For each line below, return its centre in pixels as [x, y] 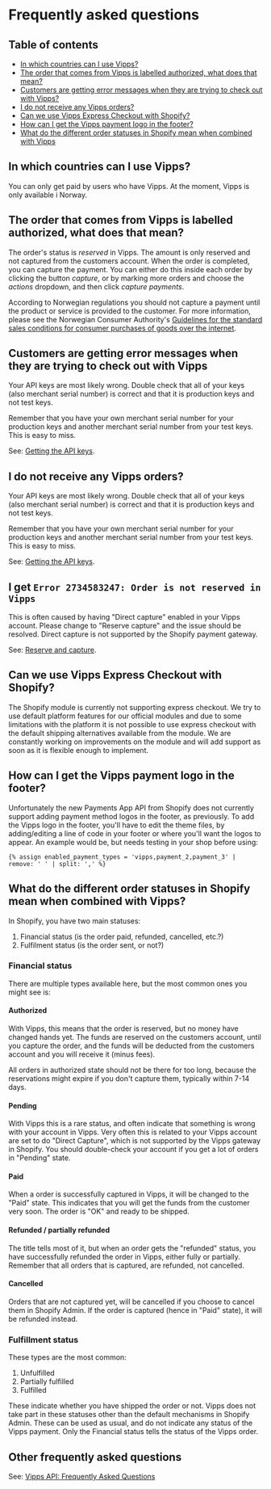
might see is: [29, 992]
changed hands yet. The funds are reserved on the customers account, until [135, 1037]
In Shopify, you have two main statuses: [75, 921]
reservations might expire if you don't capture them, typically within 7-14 [129, 1079]
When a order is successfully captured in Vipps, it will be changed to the [129, 1194]
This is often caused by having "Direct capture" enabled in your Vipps [124, 617]
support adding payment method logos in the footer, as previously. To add [131, 816]
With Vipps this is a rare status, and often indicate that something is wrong [132, 1124]
